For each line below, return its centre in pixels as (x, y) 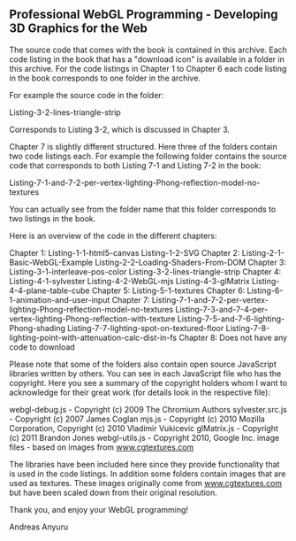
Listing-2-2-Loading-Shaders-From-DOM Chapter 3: (191, 262)
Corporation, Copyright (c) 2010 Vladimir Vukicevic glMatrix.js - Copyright (144, 428)
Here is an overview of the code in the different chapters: (114, 236)
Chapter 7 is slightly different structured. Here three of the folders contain (143, 146)
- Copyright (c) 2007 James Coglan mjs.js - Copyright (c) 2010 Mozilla (137, 419)
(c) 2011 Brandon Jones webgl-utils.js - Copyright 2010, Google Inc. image (144, 437)
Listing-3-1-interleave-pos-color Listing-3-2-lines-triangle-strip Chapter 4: (145, 271)
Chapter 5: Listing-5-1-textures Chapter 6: (168, 290)
